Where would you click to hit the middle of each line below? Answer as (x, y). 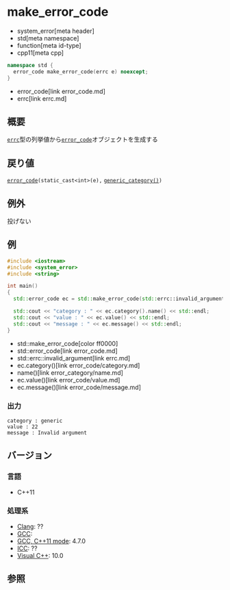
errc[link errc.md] (42, 98)
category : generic (35, 421)
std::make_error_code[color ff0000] (67, 343)
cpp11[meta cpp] (40, 53)
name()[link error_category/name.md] (70, 372)
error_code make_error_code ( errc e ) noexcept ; (81, 72)
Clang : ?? (30, 526)
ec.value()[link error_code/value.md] (68, 380)
